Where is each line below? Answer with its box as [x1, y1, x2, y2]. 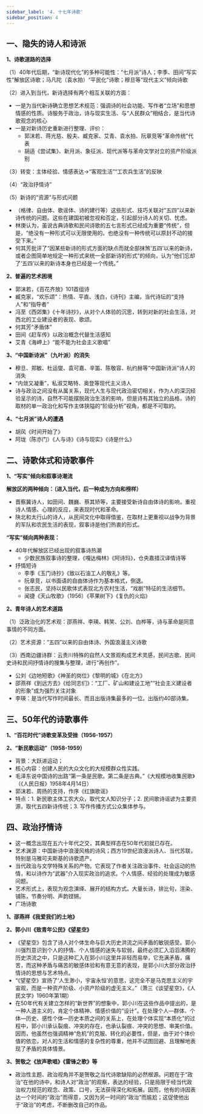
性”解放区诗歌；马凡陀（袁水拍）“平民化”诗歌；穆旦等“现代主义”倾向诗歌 [6, 76, 188, 84]
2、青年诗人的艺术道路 [6, 605, 63, 613]
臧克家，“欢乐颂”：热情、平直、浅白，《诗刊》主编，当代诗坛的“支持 [15, 293, 185, 300]
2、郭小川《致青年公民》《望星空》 [6, 926, 92, 933]
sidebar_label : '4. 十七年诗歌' [6, 8, 84, 15]
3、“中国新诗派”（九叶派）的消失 [6, 351, 90, 359]
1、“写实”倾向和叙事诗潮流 [6, 473, 73, 480]
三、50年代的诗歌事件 [6, 714, 89, 724]
